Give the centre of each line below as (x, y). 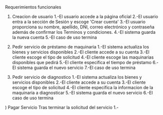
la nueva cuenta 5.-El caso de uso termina (54, 37)
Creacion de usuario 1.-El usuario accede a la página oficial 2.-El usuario (85, 16)
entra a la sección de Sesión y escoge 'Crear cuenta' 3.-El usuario (79, 22)
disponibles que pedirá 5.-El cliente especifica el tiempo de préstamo (82, 62)
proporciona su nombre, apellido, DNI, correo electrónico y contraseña (83, 27)
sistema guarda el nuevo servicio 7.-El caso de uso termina (76, 68)
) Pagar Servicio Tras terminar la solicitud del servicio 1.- (62, 107)
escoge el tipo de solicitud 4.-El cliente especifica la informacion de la (83, 87)
